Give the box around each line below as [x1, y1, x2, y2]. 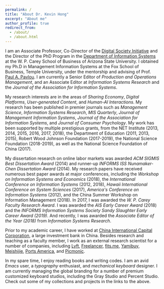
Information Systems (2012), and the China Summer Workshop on [5, 192, 138, 197]
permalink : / [5, 7, 32, 12]
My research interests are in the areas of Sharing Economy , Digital [5, 94, 140, 99]
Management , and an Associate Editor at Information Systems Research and [5, 79, 160, 85]
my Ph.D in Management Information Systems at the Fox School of [5, 63, 139, 69]
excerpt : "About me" [5, 16, 47, 21]
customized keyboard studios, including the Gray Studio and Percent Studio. [5, 273, 159, 279]
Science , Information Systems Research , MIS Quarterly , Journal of [5, 109, 140, 115]
